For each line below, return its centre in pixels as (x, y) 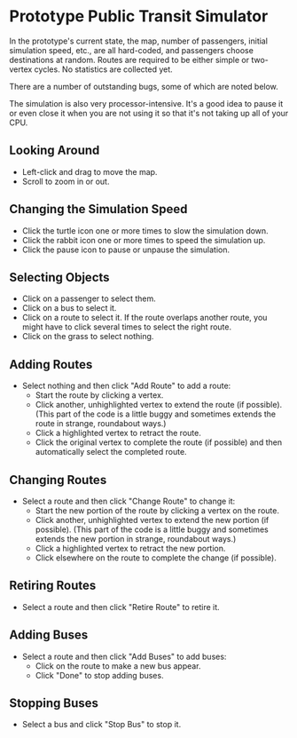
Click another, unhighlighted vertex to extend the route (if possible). (159, 405)
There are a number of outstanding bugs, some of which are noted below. (144, 86)
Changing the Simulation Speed (98, 209)
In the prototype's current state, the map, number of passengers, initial (139, 41)
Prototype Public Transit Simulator (139, 16)
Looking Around (55, 151)
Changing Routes (58, 480)
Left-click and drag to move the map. (90, 171)
